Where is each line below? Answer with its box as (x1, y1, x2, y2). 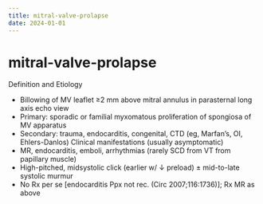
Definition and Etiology (8, 80, 83, 89)
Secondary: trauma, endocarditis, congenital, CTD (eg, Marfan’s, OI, (19, 129, 243, 139)
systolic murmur (19, 171, 73, 181)
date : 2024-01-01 (8, 19, 66, 27)
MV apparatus (19, 120, 67, 130)
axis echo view (19, 104, 69, 113)
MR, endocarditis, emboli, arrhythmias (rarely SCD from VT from (19, 146, 231, 155)
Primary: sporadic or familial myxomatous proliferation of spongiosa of (19, 112, 252, 122)
